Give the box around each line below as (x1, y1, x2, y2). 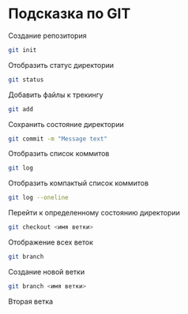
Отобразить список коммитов (8, 149, 110, 159)
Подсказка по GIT (8, 5, 131, 23)
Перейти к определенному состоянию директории (8, 208, 180, 218)
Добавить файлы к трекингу (8, 90, 104, 99)
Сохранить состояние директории (8, 119, 124, 129)
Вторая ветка (8, 297, 54, 306)
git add (8, 105, 34, 113)
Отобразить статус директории (8, 60, 115, 69)
